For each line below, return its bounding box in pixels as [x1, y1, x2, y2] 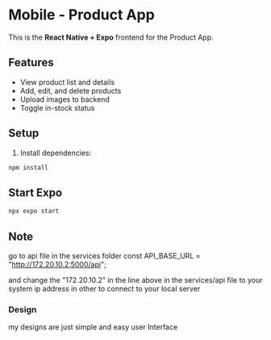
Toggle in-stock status [19, 103, 95, 112]
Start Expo [8, 186, 63, 199]
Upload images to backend [19, 94, 110, 104]
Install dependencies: [19, 148, 92, 157]
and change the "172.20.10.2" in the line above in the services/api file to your [8, 275, 263, 284]
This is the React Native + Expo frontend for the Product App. [8, 32, 214, 42]
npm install [8, 163, 48, 171]
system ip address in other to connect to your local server [8, 283, 201, 293]
